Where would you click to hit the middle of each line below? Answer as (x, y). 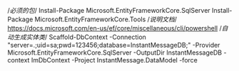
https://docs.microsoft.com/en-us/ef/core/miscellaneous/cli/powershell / (115, 28)
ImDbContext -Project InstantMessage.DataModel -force (114, 60)
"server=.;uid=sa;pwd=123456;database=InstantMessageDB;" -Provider (114, 45)
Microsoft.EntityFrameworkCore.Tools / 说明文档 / (106, 19)
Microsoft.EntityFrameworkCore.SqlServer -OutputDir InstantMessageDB (115, 53)
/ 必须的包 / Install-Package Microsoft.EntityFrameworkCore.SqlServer (109, 10)
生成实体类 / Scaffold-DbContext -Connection (80, 37)
